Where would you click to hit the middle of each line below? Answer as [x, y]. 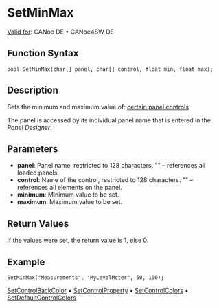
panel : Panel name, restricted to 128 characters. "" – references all [111, 166]
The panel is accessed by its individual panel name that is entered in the [109, 120]
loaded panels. [38, 173]
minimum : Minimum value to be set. [68, 195]
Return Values [38, 224]
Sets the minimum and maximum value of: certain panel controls [98, 107]
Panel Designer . [30, 127]
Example [26, 262]
